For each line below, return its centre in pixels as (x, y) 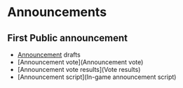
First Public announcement (68, 38)
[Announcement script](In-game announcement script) (97, 77)
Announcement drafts (49, 54)
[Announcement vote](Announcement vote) (80, 62)
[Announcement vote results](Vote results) (79, 69)
